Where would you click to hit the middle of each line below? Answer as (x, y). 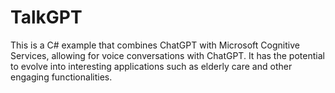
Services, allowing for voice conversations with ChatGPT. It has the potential (167, 55)
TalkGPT (46, 17)
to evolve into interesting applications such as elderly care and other (151, 66)
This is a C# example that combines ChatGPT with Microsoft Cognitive (155, 45)
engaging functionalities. (61, 77)
